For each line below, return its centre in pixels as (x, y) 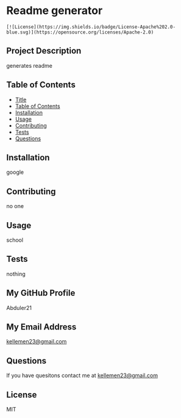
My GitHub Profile (41, 293)
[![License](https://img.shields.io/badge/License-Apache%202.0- (91, 27)
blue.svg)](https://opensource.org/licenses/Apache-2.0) (80, 32)
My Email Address (41, 327)
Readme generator (55, 11)
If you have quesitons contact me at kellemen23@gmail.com (82, 375)
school (15, 240)
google (15, 172)
